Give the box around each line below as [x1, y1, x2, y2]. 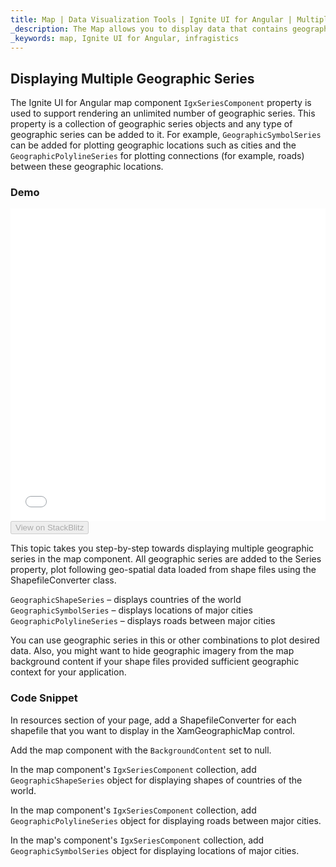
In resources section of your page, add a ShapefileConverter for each [10, 714, 297, 726]
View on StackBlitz [15, 522, 85, 533]
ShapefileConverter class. [10, 574, 117, 586]
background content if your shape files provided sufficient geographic [10, 656, 300, 668]
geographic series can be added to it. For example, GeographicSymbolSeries [10, 129, 322, 141]
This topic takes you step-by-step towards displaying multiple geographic [10, 542, 315, 555]
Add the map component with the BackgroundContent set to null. [10, 744, 272, 756]
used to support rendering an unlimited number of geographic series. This [10, 107, 316, 120]
